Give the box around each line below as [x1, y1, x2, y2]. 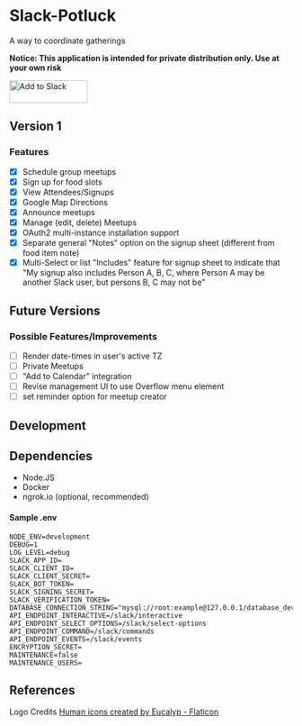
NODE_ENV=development [9, 532, 91, 541]
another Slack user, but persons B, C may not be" [22, 277, 206, 288]
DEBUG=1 [9, 540, 39, 549]
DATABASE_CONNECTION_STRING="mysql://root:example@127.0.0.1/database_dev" [9, 603, 299, 613]
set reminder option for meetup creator [22, 391, 168, 402]
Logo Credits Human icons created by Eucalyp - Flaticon [9, 706, 219, 717]
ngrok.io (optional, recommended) [22, 492, 150, 503]
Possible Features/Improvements [9, 330, 157, 342]
